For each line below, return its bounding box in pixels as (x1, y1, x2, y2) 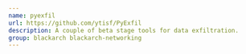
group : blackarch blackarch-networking (8, 33, 142, 42)
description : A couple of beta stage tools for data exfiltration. (8, 26, 240, 34)
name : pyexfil (8, 11, 56, 20)
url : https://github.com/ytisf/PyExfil (8, 19, 142, 27)
